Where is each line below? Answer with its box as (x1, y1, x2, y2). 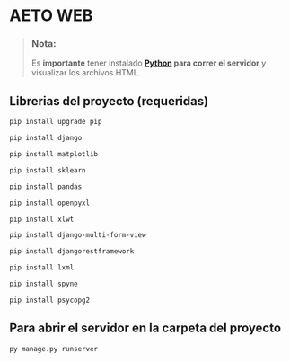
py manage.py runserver (9, 344, 99, 353)
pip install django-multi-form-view (9, 231, 146, 240)
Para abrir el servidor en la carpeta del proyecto (9, 321, 281, 336)
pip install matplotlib (9, 150, 99, 159)
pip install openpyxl (9, 199, 91, 207)
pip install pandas (9, 181, 83, 191)
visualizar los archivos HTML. (31, 67, 141, 78)
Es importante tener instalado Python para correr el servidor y (31, 57, 267, 68)
